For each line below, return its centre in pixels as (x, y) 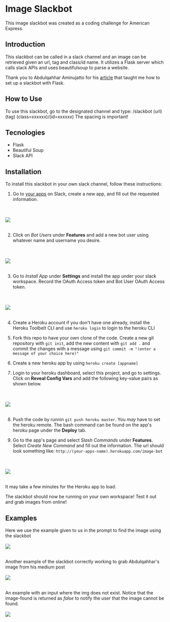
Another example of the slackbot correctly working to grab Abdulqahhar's (82, 562)
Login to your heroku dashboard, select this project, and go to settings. (87, 373)
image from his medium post (35, 567)
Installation (23, 172)
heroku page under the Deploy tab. (49, 430)
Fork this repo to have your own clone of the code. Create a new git (83, 338)
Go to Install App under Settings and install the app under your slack (84, 276)
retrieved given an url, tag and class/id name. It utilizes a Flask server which (84, 62)
